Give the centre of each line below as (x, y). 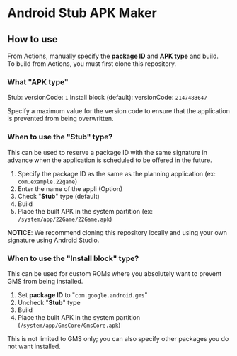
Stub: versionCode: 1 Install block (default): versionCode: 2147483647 (107, 98)
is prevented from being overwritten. (61, 119)
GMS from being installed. (45, 281)
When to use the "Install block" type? (73, 258)
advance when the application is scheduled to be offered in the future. (110, 160)
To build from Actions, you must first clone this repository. (92, 64)
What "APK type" (38, 81)
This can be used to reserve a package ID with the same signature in (107, 152)
